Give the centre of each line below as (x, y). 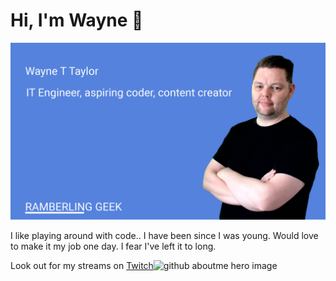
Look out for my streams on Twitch (82, 266)
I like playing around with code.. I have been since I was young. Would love (164, 236)
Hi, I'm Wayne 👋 (77, 20)
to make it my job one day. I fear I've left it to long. (113, 246)
